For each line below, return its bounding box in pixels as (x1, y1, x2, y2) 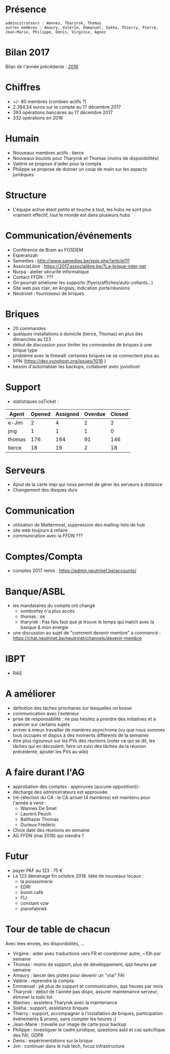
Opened (30, 410, 51, 417)
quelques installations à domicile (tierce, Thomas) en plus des (12, 331, 143, 337)
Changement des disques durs (12, 487, 78, 493)
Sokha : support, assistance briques (12, 1005, 89, 1011)
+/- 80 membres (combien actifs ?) (12, 98, 87, 105)
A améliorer (5, 688, 56, 700)
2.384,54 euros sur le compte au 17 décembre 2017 (12, 104, 121, 110)
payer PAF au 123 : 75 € (12, 867, 63, 874)
